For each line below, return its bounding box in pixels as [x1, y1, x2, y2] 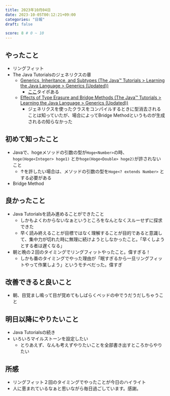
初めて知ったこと [5, 135, 59, 144]
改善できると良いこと [5, 278, 72, 286]
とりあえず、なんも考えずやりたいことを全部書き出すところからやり [20, 342, 162, 348]
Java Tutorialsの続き [12, 329, 56, 336]
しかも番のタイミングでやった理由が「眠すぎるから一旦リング [20, 255, 150, 261]
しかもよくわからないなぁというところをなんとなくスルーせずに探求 [20, 217, 163, 223]
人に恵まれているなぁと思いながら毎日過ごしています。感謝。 [12, 385, 141, 391]
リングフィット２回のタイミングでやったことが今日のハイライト [12, 379, 146, 385]
